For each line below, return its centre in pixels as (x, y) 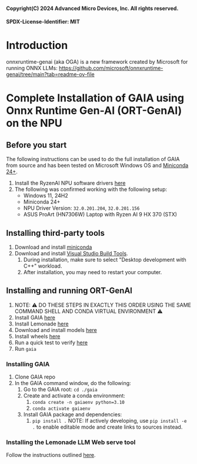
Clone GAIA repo (35, 377)
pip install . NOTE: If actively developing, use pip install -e (109, 421)
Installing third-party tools (55, 233)
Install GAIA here (35, 317)
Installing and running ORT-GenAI (69, 291)
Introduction (37, 46)
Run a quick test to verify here (51, 343)
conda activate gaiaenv (61, 409)
